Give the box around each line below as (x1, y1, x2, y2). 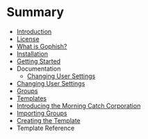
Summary (6, 4, 64, 20)
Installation (16, 50, 49, 58)
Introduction (16, 27, 52, 36)
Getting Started (16, 57, 60, 65)
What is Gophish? (16, 42, 67, 50)
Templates (16, 94, 47, 102)
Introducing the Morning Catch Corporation (16, 101, 141, 110)
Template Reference (16, 124, 75, 132)
